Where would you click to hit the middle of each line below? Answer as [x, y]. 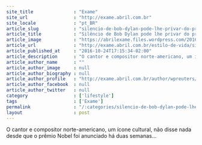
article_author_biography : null [48, 73]
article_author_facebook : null [48, 85]
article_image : [41, 40]
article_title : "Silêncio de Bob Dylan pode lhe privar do [98, 34]
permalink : [41, 107]
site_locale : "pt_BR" [52, 23]
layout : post [48, 113]
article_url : [41, 46]
